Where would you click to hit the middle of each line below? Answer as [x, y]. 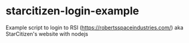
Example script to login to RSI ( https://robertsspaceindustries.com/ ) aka [94, 27]
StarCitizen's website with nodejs [47, 33]
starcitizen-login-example [73, 11]
